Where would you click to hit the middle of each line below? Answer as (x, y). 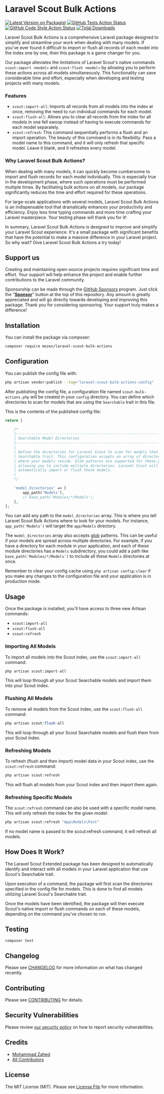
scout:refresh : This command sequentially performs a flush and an (80, 133)
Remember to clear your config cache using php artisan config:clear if (78, 571)
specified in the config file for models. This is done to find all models (74, 889)
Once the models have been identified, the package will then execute (75, 903)
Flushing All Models (29, 698)
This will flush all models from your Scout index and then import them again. (82, 784)
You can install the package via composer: (48, 337)
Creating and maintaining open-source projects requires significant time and (82, 270)
